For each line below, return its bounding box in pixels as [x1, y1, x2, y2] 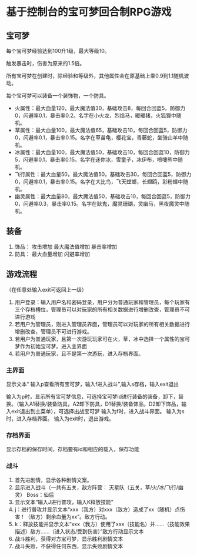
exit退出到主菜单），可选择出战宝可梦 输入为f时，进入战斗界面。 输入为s [11, 407, 185, 414]
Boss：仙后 [26, 491, 55, 498]
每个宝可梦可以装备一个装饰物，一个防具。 [6, 92, 109, 99]
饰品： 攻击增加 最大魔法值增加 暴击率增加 [14, 243, 118, 250]
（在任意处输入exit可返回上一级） [6, 286, 87, 293]
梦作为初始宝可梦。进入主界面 [14, 342, 87, 350]
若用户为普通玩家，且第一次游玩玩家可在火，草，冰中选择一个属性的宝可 [14, 335, 190, 342]
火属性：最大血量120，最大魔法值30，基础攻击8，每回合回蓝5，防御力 [14, 105, 186, 112]
